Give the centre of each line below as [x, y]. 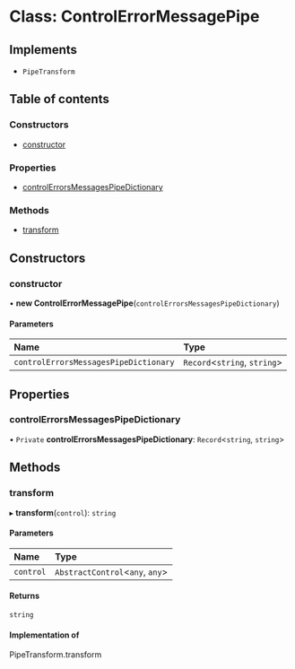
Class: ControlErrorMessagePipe [134, 17]
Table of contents [59, 99]
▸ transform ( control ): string [63, 512]
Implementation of [44, 635]
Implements [43, 50]
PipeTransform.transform [56, 655]
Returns [25, 596]
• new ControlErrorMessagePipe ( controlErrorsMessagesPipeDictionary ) [144, 303]
